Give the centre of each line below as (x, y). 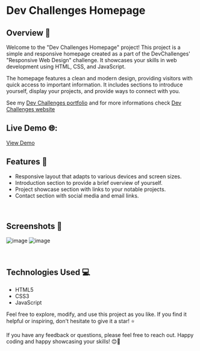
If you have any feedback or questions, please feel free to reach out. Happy (100, 335)
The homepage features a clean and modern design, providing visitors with (99, 78)
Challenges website (31, 109)
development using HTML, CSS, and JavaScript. (66, 66)
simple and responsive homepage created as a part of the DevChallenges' (98, 54)
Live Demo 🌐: (32, 128)
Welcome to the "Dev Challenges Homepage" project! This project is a (93, 47)
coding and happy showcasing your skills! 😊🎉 (64, 341)
